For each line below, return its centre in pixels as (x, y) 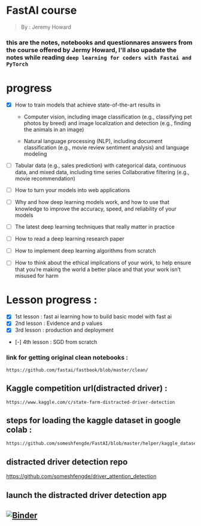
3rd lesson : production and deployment (64, 330)
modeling (35, 154)
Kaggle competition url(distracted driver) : (87, 389)
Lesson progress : (52, 300)
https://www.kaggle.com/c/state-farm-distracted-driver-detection (91, 402)
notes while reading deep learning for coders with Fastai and (99, 57)
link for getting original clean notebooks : (67, 358)
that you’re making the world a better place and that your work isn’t (98, 269)
